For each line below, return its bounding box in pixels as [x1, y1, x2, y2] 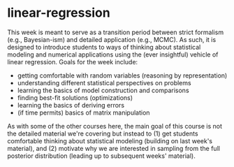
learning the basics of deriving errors [17, 101, 124, 109]
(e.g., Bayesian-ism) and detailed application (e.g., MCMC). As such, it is [7, 35, 217, 43]
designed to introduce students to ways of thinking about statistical [7, 43, 201, 51]
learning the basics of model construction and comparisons [17, 86, 190, 94]
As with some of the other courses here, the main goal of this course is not [7, 122, 222, 130]
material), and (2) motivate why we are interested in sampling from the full [7, 144, 220, 152]
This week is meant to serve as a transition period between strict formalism [7, 28, 224, 36]
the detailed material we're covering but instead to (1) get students [7, 129, 198, 138]
